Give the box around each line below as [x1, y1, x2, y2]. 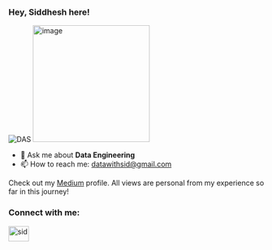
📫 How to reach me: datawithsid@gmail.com [19, 159, 172, 169]
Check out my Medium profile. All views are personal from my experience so [8, 178, 265, 188]
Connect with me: [8, 207, 80, 218]
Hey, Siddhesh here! [8, 6, 91, 18]
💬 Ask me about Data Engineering [19, 150, 136, 160]
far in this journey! [8, 187, 69, 196]
